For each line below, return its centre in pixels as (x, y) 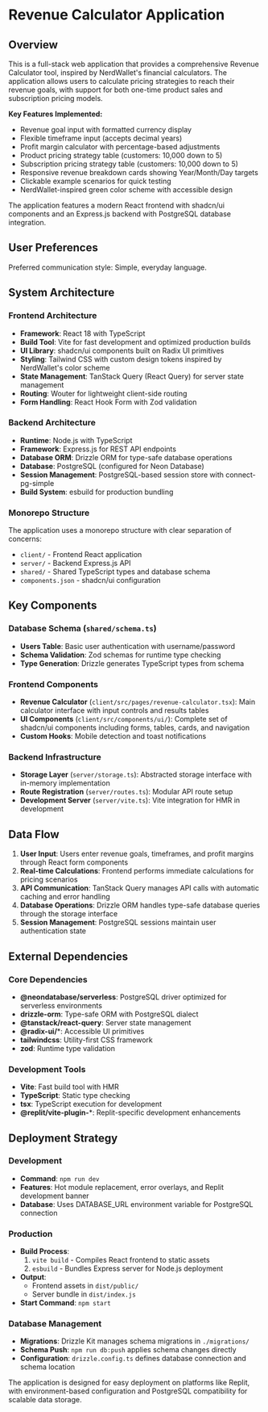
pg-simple (37, 483)
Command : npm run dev (60, 1178)
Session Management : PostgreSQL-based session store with (122, 475)
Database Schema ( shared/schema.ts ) (82, 629)
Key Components (53, 606)
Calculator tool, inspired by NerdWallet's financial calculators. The (118, 73)
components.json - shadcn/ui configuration (90, 580)
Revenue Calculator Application (117, 15)
